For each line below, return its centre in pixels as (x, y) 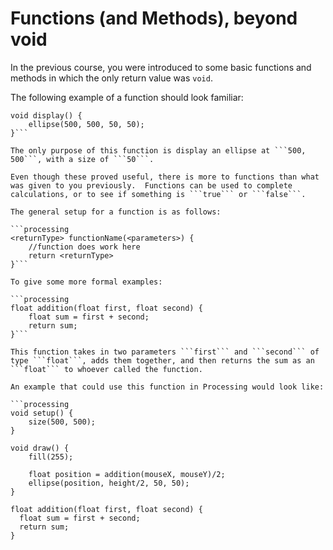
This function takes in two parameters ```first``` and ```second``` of (165, 352)
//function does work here (84, 247)
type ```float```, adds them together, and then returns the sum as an (162, 360)
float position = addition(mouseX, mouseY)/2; (127, 474)
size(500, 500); (62, 422)
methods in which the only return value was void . (111, 78)
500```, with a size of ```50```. (82, 159)
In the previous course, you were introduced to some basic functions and (161, 67)
